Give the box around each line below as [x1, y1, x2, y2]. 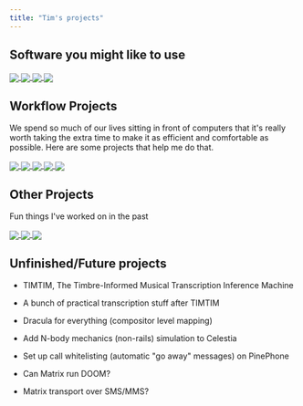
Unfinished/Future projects [9, 255, 167, 271]
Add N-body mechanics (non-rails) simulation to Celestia [22, 333, 237, 344]
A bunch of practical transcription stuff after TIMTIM [22, 297, 220, 308]
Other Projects [9, 186, 94, 202]
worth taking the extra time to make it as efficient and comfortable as [9, 132, 269, 143]
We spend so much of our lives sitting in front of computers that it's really [9, 122, 286, 133]
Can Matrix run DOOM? [22, 369, 111, 380]
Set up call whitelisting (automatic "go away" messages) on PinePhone [22, 350, 289, 361]
